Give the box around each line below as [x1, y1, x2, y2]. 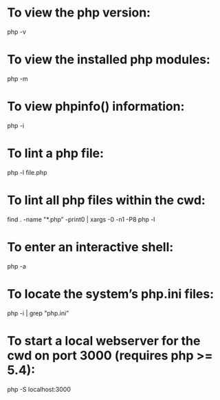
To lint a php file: [7, 146, 104, 161]
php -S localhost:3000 [7, 385, 71, 393]
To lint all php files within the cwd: [7, 192, 206, 208]
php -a [7, 262, 26, 270]
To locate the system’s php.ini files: [7, 286, 214, 302]
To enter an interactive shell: [7, 239, 174, 255]
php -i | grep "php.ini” [7, 308, 69, 317]
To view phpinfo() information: [7, 98, 185, 114]
